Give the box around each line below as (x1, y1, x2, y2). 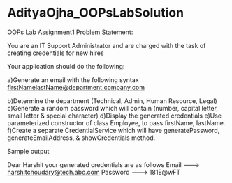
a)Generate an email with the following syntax (7, 75, 139, 84)
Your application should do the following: (7, 62, 125, 70)
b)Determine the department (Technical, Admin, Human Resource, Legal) (7, 96, 218, 105)
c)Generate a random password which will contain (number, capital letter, (7, 104, 219, 112)
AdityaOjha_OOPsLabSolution (7, 5, 184, 21)
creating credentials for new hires (7, 49, 104, 57)
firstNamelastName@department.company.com (7, 83, 145, 91)
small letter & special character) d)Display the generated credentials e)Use (7, 111, 222, 120)
